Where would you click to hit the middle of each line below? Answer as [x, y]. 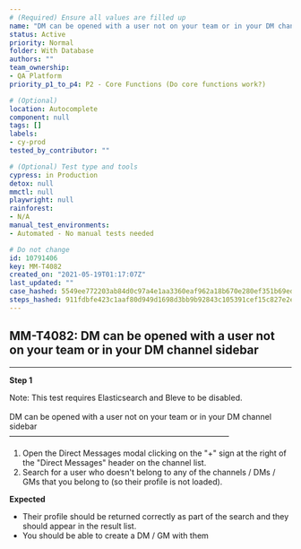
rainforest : [31, 209]
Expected [28, 499]
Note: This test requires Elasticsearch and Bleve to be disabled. [126, 397]
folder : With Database [52, 51]
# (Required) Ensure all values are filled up [98, 17]
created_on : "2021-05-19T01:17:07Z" [77, 274]
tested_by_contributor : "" [60, 151]
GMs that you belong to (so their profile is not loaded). [122, 482]
